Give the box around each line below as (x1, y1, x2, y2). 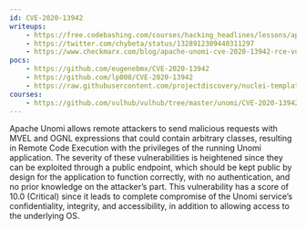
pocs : (9, 56, 30, 65)
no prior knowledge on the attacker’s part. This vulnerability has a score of (9, 182, 290, 193)
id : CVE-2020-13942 (9, 13, 84, 23)
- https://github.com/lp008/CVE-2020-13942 (25, 73, 194, 82)
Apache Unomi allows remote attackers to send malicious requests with (9, 123, 278, 134)
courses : (9, 89, 43, 99)
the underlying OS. (9, 211, 80, 222)
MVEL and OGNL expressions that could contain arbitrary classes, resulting (9, 133, 292, 144)
